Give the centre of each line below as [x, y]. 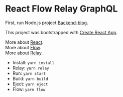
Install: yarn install [33, 62]
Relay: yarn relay [31, 68]
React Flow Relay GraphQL [61, 9]
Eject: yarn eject [30, 84]
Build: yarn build [30, 78]
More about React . [24, 42]
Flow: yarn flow [29, 89]
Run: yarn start [29, 73]
